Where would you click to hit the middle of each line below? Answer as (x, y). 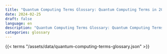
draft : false (19, 19)
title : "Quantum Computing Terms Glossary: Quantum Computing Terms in (81, 10)
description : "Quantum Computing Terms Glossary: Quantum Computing (78, 28)
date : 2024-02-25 (23, 14)
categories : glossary (28, 32)
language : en (19, 23)
